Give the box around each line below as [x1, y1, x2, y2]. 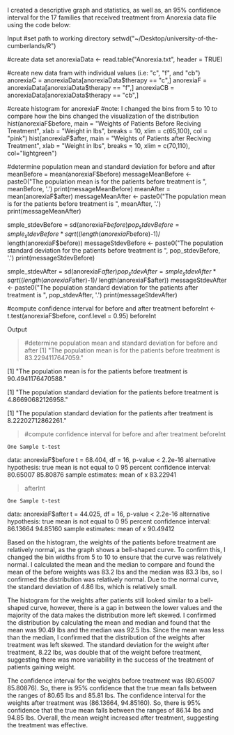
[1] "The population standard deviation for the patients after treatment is [7, 409, 214, 417]
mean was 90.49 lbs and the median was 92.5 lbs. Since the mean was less [7, 626, 225, 634]
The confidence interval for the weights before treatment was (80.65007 [7, 676, 215, 685]
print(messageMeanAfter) [7, 207, 81, 215]
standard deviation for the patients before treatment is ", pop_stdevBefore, [7, 246, 221, 254]
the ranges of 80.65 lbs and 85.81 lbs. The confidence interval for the [7, 691, 206, 700]
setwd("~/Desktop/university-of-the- [111, 34, 219, 43]
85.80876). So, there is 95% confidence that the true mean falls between [7, 684, 217, 692]
